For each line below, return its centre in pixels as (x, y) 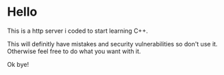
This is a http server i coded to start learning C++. (78, 31)
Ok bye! (18, 64)
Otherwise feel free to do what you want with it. (74, 51)
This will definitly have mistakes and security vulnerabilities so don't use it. (112, 44)
